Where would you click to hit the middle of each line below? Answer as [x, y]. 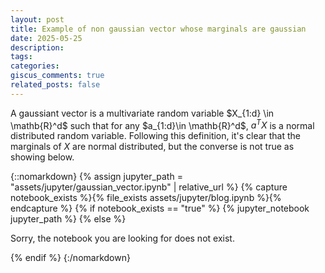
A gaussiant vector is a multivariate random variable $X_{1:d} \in [142, 113]
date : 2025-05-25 [46, 38]
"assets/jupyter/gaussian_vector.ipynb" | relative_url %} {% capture [149, 187]
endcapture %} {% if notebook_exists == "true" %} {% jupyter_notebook [160, 208]
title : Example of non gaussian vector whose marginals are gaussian [158, 29]
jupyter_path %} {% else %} [68, 219]
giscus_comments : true [57, 76]
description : [37, 47]
